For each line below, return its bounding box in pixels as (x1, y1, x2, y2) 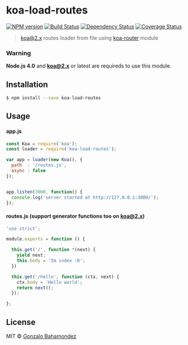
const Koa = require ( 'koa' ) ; (6, 140, 78, 147)
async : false (11, 168, 46, 174)
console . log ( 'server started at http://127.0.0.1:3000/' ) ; (11, 195, 159, 200)
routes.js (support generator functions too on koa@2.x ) (6, 212, 145, 219)
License (6, 317, 36, 327)
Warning (6, 49, 31, 57)
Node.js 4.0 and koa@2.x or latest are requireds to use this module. (6, 62, 172, 69)
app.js (6, 128, 22, 135)
